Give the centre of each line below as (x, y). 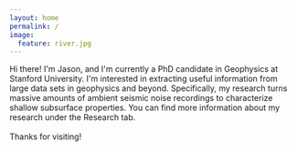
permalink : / (34, 26)
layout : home (34, 18)
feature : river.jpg (55, 43)
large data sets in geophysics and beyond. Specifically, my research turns (148, 88)
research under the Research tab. (73, 117)
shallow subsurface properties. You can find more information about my (145, 108)
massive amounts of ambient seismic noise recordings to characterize (141, 98)
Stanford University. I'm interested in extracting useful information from (143, 79)
